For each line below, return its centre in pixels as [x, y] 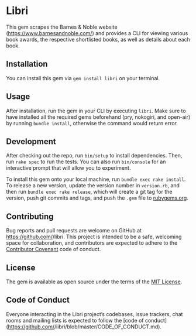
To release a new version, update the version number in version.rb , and [93, 186]
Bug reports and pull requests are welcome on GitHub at [74, 231]
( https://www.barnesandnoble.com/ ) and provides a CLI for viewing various [97, 33]
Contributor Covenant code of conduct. [54, 249]
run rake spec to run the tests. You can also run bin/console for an [86, 162]
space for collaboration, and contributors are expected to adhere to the [92, 243]
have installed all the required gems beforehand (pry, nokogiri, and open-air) [98, 117]
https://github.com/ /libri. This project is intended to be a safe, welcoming [94, 237]
